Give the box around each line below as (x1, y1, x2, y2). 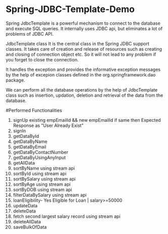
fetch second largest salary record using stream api (13, 213, 121, 219)
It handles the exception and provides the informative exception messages (6, 66, 161, 72)
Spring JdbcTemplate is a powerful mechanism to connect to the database (6, 20, 160, 26)
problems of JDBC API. (6, 31, 54, 37)
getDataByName (13, 138, 47, 144)
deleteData (13, 208, 36, 214)
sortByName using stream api (13, 165, 75, 171)
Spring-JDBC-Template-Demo (6, 4, 135, 15)
